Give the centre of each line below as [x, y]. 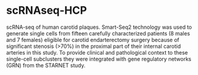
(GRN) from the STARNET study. [46, 65]
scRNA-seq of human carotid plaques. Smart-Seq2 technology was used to [99, 27]
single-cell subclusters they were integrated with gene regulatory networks [99, 59]
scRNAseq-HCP [47, 10]
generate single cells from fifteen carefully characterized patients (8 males [98, 33]
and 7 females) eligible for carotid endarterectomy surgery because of [93, 40]
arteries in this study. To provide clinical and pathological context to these [97, 52]
